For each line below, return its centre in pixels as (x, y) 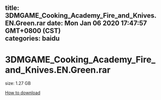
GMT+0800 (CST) (33, 31)
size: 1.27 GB (18, 83)
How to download (23, 93)
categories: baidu (32, 39)
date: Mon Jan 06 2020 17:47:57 (97, 23)
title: (12, 8)
